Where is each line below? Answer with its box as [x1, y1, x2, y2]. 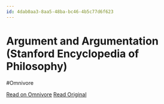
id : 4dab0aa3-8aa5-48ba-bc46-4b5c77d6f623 [6, 8, 114, 15]
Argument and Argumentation [6, 34, 159, 48]
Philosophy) [6, 59, 68, 73]
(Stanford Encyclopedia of [6, 47, 139, 60]
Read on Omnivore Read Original [6, 90, 87, 98]
